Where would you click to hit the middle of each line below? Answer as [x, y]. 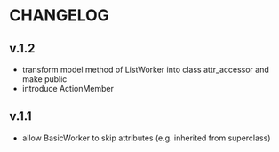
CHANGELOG [59, 16]
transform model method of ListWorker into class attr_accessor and [145, 69]
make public [44, 79]
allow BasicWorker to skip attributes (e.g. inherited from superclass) [146, 138]
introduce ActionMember [68, 88]
